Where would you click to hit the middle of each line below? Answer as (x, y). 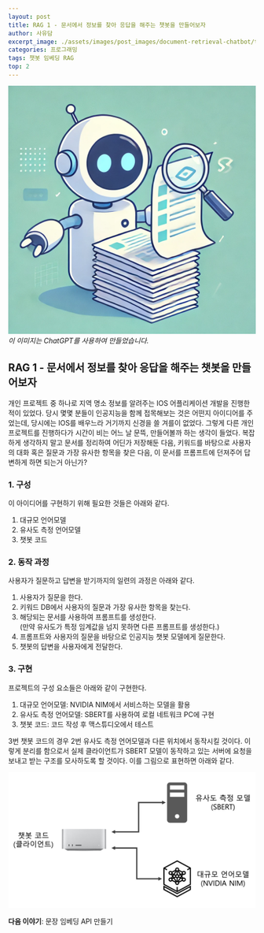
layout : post (29, 17)
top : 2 (19, 67)
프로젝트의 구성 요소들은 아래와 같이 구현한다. (77, 688)
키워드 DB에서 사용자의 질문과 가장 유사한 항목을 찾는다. (105, 608)
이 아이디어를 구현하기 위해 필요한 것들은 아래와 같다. (89, 503)
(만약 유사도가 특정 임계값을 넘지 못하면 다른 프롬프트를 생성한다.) (119, 627)
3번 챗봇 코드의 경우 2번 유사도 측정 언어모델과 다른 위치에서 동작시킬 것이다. (125, 741)
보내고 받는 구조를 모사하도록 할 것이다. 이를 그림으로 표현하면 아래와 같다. (121, 760)
